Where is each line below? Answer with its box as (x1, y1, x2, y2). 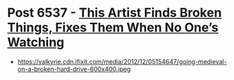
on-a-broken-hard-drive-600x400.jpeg (17, 65, 131, 73)
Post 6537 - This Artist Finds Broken (7, 5, 222, 21)
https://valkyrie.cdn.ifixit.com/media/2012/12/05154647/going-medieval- (17, 57, 227, 65)
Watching (7, 35, 65, 50)
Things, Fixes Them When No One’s (7, 19, 219, 35)
